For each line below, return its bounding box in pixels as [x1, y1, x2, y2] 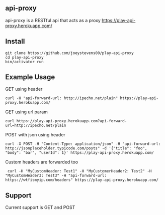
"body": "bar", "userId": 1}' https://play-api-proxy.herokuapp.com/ [5, 150, 154, 155]
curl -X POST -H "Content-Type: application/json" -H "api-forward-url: [5, 141, 161, 147]
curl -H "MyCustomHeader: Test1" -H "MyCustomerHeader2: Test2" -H [7, 169, 152, 174]
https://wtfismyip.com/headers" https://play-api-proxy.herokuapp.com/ [5, 177, 158, 182]
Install [5, 37, 25, 46]
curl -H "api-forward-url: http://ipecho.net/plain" [5, 96, 118, 101]
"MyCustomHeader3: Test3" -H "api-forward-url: [5, 173, 107, 178]
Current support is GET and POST [5, 204, 75, 210]
